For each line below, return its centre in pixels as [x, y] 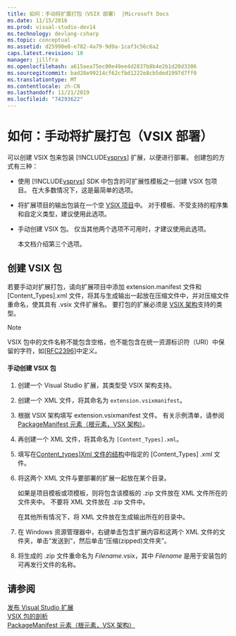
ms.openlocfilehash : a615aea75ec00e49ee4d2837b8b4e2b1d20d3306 [102, 66]
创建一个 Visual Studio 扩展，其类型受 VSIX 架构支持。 [97, 385]
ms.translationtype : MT [42, 79]
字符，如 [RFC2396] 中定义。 [60, 351]
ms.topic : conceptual [39, 40]
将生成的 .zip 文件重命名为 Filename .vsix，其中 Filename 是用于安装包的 [122, 555]
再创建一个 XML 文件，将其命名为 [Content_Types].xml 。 [100, 439]
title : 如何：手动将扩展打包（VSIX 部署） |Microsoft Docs [88, 14]
